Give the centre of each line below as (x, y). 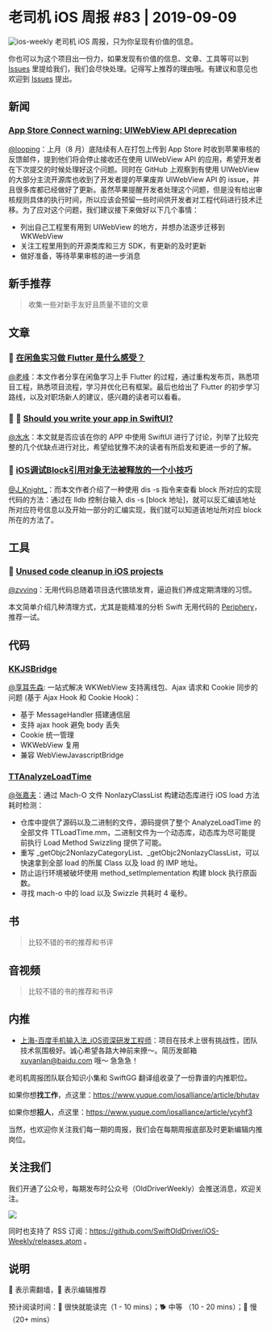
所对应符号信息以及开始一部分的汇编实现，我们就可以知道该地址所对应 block (135, 509)
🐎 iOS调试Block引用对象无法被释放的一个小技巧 (100, 470)
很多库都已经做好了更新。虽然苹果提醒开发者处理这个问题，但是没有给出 (135, 189)
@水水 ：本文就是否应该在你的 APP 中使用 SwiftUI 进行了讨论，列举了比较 (130, 437)
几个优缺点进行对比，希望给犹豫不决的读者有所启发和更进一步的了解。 (139, 448)
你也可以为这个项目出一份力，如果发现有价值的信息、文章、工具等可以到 (128, 58)
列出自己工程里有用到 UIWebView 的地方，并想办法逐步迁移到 (123, 227)
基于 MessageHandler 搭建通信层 (75, 715)
